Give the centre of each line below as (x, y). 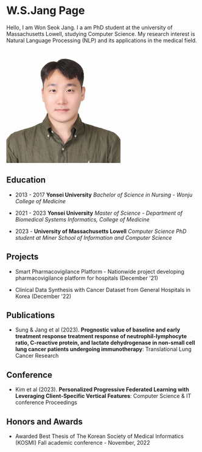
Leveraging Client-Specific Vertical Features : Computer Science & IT (103, 396)
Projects (23, 257)
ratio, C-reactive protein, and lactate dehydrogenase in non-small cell (105, 343)
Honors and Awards (45, 421)
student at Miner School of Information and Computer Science (93, 237)
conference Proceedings (46, 403)
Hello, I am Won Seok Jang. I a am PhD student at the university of (89, 27)
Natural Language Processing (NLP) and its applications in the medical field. (102, 40)
